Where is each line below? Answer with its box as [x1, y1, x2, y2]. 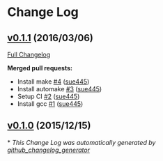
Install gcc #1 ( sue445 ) [17, 100, 84, 108]
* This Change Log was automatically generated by [7, 138, 156, 146]
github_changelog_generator [7, 146, 91, 154]
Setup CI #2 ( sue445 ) [17, 92, 80, 100]
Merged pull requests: [7, 64, 73, 72]
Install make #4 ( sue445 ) [17, 77, 90, 86]
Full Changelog [7, 50, 51, 59]
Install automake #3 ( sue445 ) [17, 85, 102, 93]
